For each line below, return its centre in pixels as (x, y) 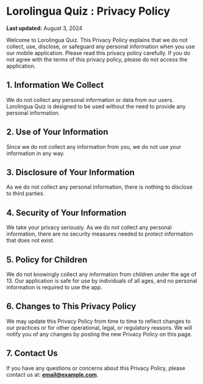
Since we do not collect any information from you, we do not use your (94, 147)
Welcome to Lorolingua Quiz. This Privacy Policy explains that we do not (97, 40)
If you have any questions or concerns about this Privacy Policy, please (96, 368)
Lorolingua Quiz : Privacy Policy (88, 11)
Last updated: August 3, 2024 (45, 28)
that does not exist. (30, 241)
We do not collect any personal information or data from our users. (90, 100)
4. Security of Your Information (66, 213)
